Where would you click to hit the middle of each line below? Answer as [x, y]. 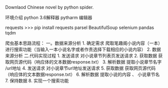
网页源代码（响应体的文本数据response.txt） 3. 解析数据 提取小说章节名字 [86, 62]
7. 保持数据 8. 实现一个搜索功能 [37, 80]
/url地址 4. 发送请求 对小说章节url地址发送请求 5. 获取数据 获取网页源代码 [80, 68]
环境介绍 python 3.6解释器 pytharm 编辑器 [49, 17]
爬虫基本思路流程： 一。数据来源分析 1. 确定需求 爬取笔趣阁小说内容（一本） [84, 43]
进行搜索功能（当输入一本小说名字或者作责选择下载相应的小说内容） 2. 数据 [83, 49]
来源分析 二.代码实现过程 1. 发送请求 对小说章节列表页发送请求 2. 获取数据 [81, 55]
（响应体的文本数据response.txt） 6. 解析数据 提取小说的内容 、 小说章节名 [82, 74]
